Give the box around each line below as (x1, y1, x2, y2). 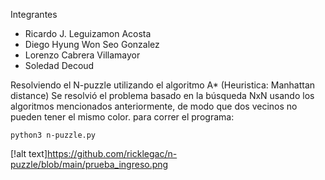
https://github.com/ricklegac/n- (47, 148, 178, 159)
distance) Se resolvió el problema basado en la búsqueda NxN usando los (10, 90, 315, 101)
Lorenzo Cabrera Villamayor (24, 49, 141, 61)
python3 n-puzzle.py (10, 130, 97, 140)
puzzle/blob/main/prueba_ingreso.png (10, 159, 169, 170)
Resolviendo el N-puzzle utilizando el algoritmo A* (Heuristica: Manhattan (10, 79, 316, 91)
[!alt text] (10, 148, 48, 159)
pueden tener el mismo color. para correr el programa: (10, 111, 235, 123)
